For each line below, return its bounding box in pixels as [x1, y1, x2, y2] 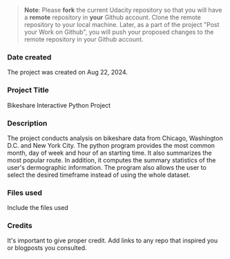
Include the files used [7, 204, 69, 212]
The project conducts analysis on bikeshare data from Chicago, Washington [7, 134, 223, 142]
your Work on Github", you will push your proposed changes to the [23, 28, 214, 36]
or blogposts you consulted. [7, 244, 88, 252]
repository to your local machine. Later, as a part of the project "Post [23, 21, 220, 28]
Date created [7, 52, 52, 61]
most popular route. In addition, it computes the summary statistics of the [7, 155, 216, 164]
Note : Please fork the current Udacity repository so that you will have [23, 6, 222, 14]
